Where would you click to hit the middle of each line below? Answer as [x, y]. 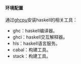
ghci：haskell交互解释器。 [40, 37]
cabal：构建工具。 [32, 50]
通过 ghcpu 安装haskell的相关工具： [41, 20]
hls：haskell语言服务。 [36, 44]
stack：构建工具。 [32, 56]
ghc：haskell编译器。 [35, 31]
